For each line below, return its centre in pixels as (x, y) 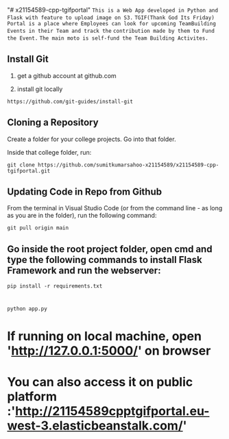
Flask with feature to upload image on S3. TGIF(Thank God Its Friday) (111, 18)
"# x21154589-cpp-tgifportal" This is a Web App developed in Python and (112, 10)
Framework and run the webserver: (84, 270)
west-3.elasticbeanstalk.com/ (95, 426)
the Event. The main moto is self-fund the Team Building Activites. (108, 38)
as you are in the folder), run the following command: (82, 216)
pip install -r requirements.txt (55, 286)
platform (32, 396)
